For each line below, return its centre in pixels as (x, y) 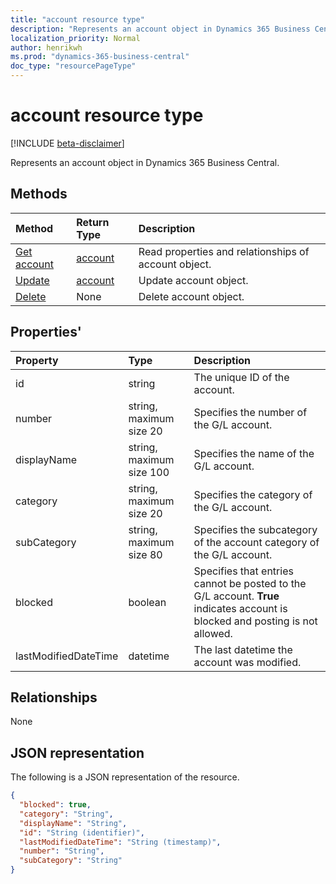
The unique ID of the (241, 377)
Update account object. (193, 280)
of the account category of (256, 542)
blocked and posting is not (255, 621)
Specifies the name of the (254, 453)
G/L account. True (236, 596)
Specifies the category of (253, 494)
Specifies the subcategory (255, 529)
